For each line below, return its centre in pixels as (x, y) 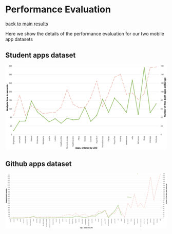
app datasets (19, 39)
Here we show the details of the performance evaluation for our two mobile (85, 33)
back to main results (27, 24)
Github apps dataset (39, 164)
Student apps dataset (41, 55)
